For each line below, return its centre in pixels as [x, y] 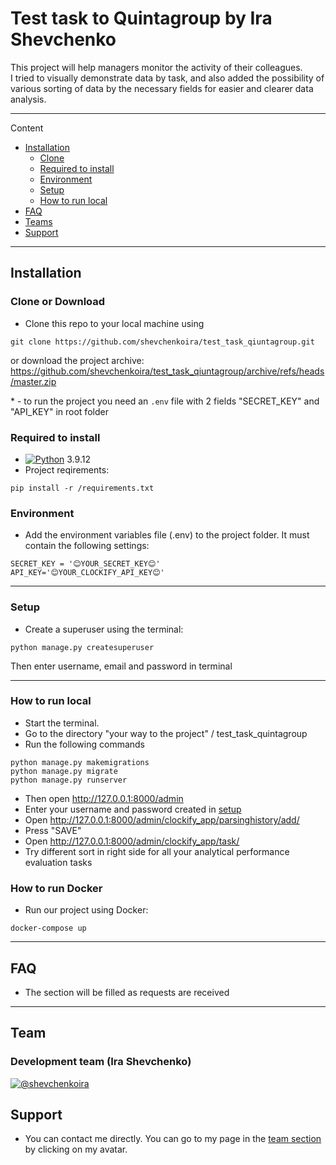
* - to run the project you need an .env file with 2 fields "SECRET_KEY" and [165, 401]
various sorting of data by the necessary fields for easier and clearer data [162, 88]
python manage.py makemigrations [80, 762]
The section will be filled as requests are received [127, 992]
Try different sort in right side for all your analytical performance [157, 851]
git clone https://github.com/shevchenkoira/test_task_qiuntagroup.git [162, 342]
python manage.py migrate [64, 771]
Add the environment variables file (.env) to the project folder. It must [167, 535]
